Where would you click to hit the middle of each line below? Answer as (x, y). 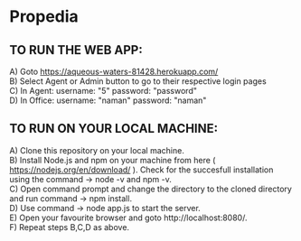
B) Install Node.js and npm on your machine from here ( (113, 160)
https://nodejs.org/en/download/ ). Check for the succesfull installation (141, 170)
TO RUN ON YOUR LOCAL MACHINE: (114, 129)
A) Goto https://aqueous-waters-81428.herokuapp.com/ (114, 71)
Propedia (44, 17)
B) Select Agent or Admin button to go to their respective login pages (138, 81)
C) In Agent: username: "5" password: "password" (103, 91)
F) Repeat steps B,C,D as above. (69, 227)
